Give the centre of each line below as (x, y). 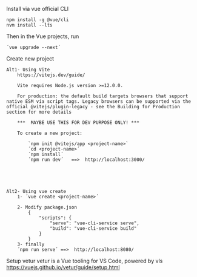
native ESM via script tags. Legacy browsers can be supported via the (98, 102)
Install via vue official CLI (38, 9)
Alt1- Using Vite (28, 70)
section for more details (39, 112)
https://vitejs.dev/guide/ (51, 75)
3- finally (31, 244)
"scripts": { (55, 218)
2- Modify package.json (47, 207)
